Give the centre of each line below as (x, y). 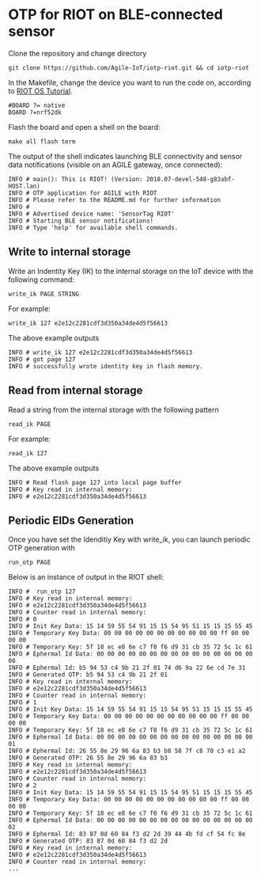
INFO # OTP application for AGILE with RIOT (83, 193)
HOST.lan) (25, 186)
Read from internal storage (76, 391)
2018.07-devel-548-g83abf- (191, 179)
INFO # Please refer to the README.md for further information (115, 200)
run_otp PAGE (30, 563)
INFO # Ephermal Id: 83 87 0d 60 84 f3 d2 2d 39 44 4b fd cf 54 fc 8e (127, 834)
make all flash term (42, 141)
